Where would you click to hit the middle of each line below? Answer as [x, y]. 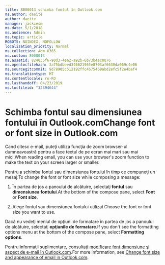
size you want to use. [34, 212]
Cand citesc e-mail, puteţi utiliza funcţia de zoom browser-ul [66, 147]
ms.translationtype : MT [29, 74]
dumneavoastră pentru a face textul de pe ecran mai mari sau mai [72, 152]
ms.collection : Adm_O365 [30, 51]
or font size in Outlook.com [61, 133]
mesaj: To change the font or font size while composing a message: [73, 177]
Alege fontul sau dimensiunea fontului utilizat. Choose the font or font [82, 207]
